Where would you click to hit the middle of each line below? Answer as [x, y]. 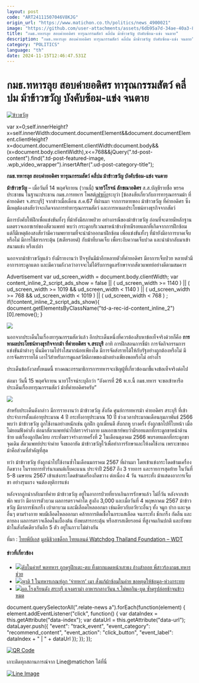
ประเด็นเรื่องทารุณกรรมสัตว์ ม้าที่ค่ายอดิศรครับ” [52, 387]
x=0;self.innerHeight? [42, 126]
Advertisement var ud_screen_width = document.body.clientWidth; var [93, 277]
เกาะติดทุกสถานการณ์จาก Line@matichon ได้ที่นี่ [57, 662]
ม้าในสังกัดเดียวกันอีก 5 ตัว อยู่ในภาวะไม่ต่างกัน [53, 527]
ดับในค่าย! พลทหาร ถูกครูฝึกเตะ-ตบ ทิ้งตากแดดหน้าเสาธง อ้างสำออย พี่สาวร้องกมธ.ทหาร [106, 567]
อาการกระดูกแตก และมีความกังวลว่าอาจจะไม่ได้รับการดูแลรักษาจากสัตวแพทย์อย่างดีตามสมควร [97, 265]
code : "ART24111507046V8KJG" [43, 17]
